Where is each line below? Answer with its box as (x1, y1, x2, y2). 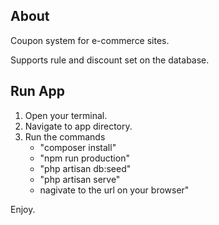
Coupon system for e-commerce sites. (10, 34, 170, 46)
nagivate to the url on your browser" (39, 184, 190, 196)
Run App (10, 83, 66, 100)
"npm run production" (39, 152, 130, 164)
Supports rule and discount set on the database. (10, 54, 210, 66)
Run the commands (24, 130, 106, 143)
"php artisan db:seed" (39, 162, 132, 174)
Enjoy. (10, 203, 36, 215)
